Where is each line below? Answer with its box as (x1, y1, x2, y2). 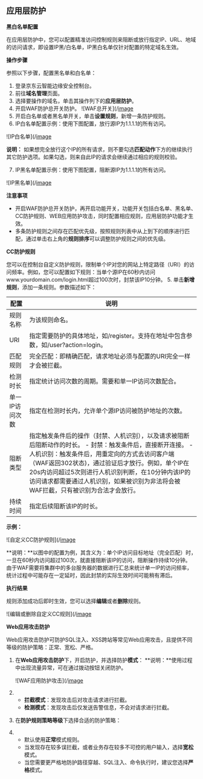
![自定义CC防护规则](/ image (6, 535, 76, 543)
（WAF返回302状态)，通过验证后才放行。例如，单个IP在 (29, 459, 189, 467)
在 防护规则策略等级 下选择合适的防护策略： (14, 717, 121, 724)
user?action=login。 (49, 340, 107, 349)
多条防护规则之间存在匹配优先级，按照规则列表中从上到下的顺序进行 (14, 227, 185, 234)
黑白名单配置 (6, 23, 38, 30)
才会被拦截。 (29, 361, 66, 370)
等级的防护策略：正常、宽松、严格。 (6, 643, 97, 651)
